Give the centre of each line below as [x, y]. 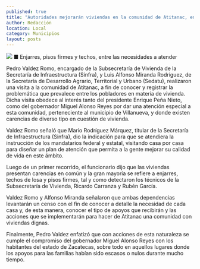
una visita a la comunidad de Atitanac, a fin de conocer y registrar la [90, 87]
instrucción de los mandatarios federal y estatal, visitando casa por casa [95, 143]
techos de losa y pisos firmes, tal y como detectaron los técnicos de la [93, 180]
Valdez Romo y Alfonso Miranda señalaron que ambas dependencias [90, 197]
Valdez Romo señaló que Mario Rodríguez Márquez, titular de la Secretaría [97, 130]
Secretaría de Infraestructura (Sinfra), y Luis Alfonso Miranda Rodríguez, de [99, 75]
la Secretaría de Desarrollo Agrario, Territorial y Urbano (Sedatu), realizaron [99, 81]
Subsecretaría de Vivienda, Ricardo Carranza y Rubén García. [82, 186]
